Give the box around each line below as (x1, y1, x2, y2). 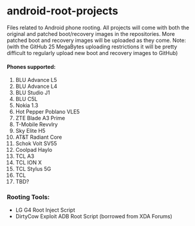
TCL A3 (15, 152, 35, 160)
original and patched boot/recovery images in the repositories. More (7, 30, 175, 37)
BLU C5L (15, 96, 38, 103)
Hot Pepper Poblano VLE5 (15, 108, 80, 115)
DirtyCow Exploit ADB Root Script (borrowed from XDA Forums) (15, 213, 173, 220)
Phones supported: (7, 63, 56, 70)
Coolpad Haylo (15, 146, 53, 154)
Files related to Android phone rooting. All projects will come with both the (7, 24, 190, 31)
